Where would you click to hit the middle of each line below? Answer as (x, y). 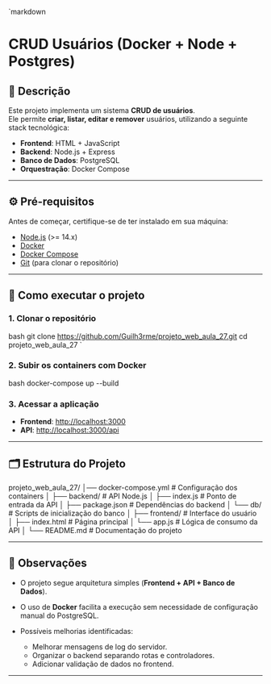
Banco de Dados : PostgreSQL (70, 160)
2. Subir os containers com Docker (77, 365)
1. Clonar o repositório (52, 319)
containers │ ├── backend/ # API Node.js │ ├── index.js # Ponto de (123, 496)
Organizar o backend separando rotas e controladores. (123, 655)
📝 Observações (48, 563)
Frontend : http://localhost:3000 (73, 422)
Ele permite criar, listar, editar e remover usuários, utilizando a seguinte (128, 119)
